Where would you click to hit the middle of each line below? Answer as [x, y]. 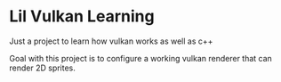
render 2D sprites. [42, 68]
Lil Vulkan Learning [82, 16]
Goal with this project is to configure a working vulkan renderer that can [141, 58]
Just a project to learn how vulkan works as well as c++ [111, 41]
